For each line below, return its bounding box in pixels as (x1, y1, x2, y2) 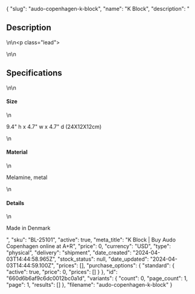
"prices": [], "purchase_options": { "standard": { (56, 262, 175, 269)
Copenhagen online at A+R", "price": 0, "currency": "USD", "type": (6, 243, 171, 250)
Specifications (6, 68, 62, 78)
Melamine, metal (6, 174, 48, 181)
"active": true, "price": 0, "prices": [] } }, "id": (6, 269, 118, 276)
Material (6, 148, 28, 156)
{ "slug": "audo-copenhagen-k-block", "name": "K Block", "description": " (6, 5, 190, 12)
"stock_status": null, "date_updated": (57, 255, 149, 263)
